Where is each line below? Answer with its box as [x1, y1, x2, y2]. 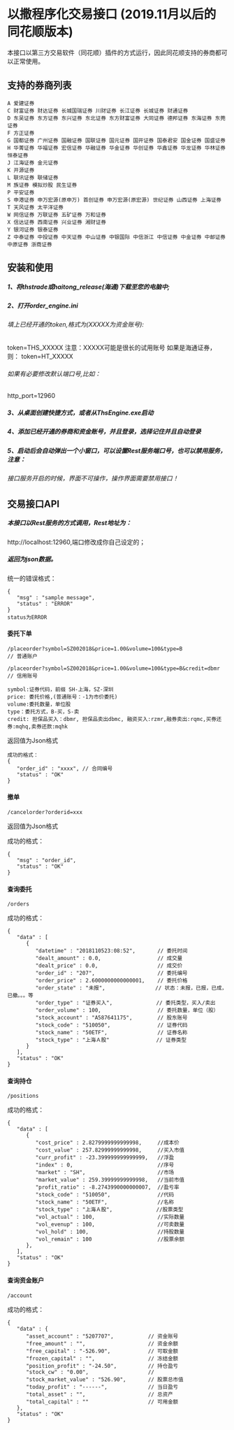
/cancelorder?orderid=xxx [7, 808, 82, 815]
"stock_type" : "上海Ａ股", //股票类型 [35, 1206, 184, 1213]
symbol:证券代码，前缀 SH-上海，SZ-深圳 [7, 686, 114, 693]
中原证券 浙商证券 [7, 241, 52, 248]
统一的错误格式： [7, 574, 57, 582]
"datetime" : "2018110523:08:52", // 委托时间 [35, 948, 188, 954]
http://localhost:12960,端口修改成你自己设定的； [7, 538, 146, 546]
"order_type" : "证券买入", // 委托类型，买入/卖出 [35, 999, 216, 1007]
